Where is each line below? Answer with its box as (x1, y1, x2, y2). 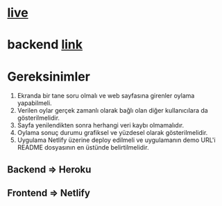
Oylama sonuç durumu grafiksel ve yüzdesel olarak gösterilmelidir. (17, 129, 208, 137)
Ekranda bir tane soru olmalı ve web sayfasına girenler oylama (17, 92, 195, 100)
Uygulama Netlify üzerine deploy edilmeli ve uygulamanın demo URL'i (17, 136, 216, 144)
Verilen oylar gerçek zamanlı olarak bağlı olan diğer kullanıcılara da (17, 106, 208, 115)
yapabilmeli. (17, 99, 52, 107)
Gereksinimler (7, 68, 90, 84)
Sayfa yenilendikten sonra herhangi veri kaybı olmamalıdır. (17, 121, 185, 129)
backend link (7, 37, 83, 53)
